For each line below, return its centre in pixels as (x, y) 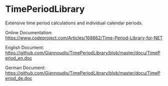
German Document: (25, 68)
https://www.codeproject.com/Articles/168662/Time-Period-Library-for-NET (84, 38)
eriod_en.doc (19, 58)
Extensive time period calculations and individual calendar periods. (74, 23)
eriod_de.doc (19, 78)
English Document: (24, 47)
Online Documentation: (29, 32)
